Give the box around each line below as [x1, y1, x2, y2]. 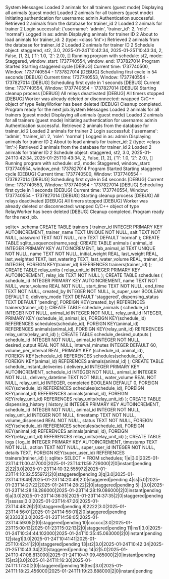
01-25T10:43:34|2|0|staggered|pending [5, 547, 88, 552]
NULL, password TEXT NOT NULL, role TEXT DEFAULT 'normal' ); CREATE [5, 235, 160, 240]
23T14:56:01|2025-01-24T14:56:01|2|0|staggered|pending [5, 509, 127, 515]
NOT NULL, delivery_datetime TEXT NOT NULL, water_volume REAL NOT [5, 375, 157, 380]
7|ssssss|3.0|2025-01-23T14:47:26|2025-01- [5, 498, 99, 504]
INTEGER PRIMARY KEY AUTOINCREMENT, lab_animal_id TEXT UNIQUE [5, 245, 155, 251]
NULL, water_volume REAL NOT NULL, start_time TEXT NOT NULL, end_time [5, 283, 164, 289]
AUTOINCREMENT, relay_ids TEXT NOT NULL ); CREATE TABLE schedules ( [5, 272, 163, 278]
